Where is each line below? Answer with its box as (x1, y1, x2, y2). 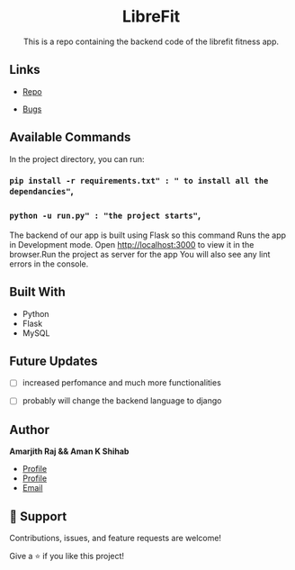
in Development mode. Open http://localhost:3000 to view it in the (9, 239, 255, 249)
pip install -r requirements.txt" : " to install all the (9, 176, 269, 186)
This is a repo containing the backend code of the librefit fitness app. (22, 36, 280, 47)
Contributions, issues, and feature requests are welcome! (9, 533, 222, 544)
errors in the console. (9, 258, 89, 269)
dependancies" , (9, 185, 75, 197)
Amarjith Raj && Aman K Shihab (9, 446, 130, 457)
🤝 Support (9, 509, 67, 524)
